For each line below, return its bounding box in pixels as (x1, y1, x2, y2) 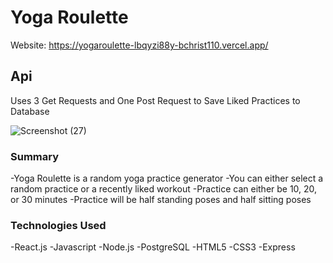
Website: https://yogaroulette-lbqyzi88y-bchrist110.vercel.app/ (10, 39, 269, 51)
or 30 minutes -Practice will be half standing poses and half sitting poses (10, 194, 312, 206)
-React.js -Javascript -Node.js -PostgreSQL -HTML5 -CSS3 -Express (10, 241, 296, 253)
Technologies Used (10, 218, 107, 232)
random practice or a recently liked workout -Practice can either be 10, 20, (10, 183, 318, 195)
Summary (10, 149, 60, 163)
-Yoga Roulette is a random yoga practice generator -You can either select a (10, 172, 324, 185)
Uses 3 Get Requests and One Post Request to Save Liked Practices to (10, 94, 301, 106)
